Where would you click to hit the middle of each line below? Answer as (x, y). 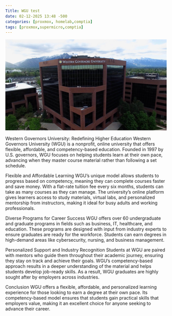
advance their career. (28, 309)
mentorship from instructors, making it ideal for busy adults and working (81, 203)
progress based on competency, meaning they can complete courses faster (85, 181)
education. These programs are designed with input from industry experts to (86, 229)
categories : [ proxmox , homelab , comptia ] (49, 22)
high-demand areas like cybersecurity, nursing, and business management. (85, 240)
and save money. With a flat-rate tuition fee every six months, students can (84, 186)
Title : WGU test (23, 11)
